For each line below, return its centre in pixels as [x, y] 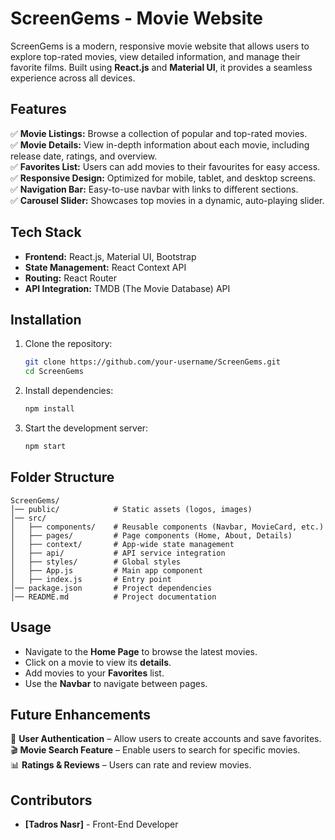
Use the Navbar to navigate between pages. [116, 683]
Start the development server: [86, 428]
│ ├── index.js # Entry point [91, 579]
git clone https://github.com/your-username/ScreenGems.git [152, 362]
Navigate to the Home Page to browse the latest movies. [141, 651]
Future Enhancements [81, 714]
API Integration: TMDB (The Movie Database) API [127, 288]
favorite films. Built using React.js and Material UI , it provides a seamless [161, 67]
